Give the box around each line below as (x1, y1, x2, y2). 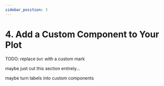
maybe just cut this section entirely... (5, 65, 81, 71)
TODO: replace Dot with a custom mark (5, 56, 85, 62)
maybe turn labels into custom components (5, 75, 94, 81)
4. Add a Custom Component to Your (5, 28, 160, 40)
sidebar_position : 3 (5, 7, 48, 12)
